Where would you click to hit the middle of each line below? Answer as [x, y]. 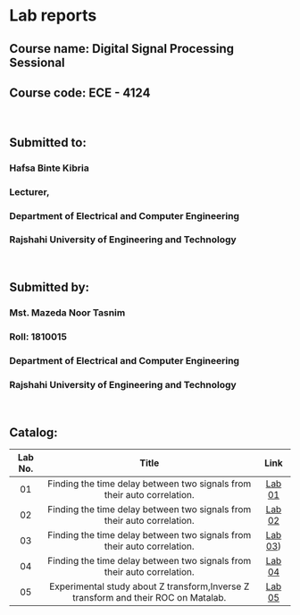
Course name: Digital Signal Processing [122, 49]
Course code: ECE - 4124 [80, 93]
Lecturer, [29, 191]
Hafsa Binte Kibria [49, 168]
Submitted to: [48, 143]
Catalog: [33, 432]
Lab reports [53, 16]
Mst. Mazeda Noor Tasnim [67, 313]
